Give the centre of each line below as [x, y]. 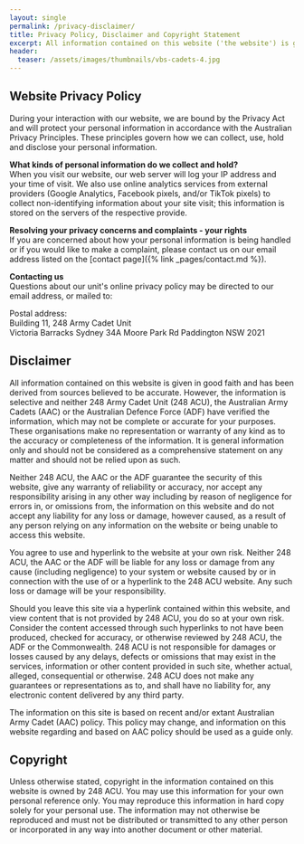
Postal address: [38, 313]
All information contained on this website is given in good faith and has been [152, 383]
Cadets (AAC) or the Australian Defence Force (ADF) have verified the [139, 412]
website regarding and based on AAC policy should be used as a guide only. [152, 731]
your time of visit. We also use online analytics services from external [139, 184]
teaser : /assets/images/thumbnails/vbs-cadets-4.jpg [119, 60]
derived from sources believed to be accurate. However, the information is [148, 392]
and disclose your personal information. [84, 147]
